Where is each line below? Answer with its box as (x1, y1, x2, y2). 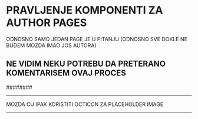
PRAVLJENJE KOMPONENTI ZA (6, 4, 163, 17)
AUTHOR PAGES (6, 16, 87, 29)
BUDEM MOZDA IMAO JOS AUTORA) (6, 42, 97, 49)
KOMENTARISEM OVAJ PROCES (6, 68, 127, 78)
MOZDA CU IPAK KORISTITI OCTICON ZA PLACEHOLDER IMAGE (6, 101, 164, 108)
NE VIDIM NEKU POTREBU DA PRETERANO (6, 59, 166, 69)
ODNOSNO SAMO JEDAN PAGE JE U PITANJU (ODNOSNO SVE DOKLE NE (6, 35, 187, 42)
